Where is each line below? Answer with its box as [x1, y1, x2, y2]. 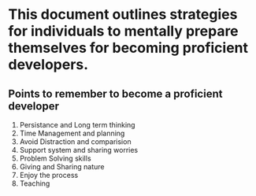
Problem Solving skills [19, 153, 92, 163]
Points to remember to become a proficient [8, 87, 223, 100]
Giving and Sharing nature [19, 162, 105, 171]
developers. [8, 56, 89, 74]
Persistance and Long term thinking [19, 120, 135, 129]
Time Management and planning [19, 128, 125, 138]
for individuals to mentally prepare [8, 22, 239, 40]
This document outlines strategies [8, 6, 238, 24]
